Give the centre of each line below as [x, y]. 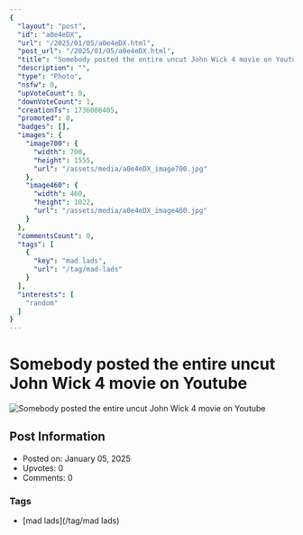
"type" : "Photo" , [50, 77]
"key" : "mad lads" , [69, 261]
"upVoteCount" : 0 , [52, 93]
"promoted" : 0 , [46, 118]
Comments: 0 [48, 477]
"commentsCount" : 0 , [56, 235]
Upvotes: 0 [43, 468]
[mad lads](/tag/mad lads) [71, 521]
